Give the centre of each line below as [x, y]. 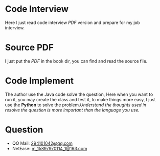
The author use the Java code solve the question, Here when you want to [79, 94]
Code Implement [40, 81]
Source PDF [29, 48]
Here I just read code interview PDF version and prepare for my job [73, 22]
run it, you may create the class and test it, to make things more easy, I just [80, 99]
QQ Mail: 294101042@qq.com [42, 143]
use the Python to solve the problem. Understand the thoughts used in [76, 105]
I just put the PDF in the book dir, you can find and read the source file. [76, 61]
